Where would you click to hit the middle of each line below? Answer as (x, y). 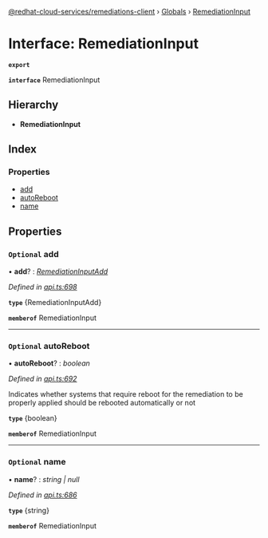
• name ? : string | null (44, 479)
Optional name (37, 462)
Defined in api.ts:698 (43, 287)
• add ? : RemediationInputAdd (58, 271)
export (19, 65)
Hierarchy (33, 105)
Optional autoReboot (49, 346)
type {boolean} (33, 418)
